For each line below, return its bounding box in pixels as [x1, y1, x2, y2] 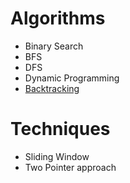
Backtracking [24, 82, 80, 94]
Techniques [10, 118, 111, 141]
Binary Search [24, 40, 84, 52]
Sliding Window [24, 150, 90, 162]
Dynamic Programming [24, 72, 120, 84]
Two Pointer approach [24, 161, 117, 173]
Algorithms [10, 7, 106, 30]
